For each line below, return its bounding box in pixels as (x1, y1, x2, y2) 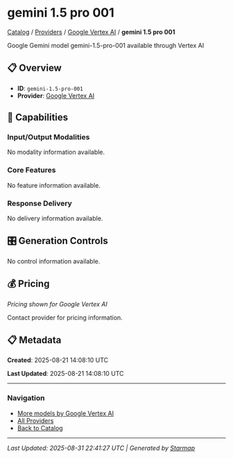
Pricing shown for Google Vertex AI (7, 300, 107, 308)
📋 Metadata (7, 334, 62, 346)
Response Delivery (7, 198, 73, 208)
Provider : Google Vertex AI (17, 92, 95, 100)
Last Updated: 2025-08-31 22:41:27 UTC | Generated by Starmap (7, 444, 196, 452)
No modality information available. (7, 148, 105, 157)
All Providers (17, 416, 54, 424)
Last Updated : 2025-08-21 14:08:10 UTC (7, 370, 124, 378)
